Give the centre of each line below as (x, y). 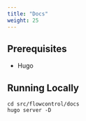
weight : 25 (23, 20)
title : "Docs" (28, 14)
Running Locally (43, 88)
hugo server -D (29, 110)
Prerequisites (37, 49)
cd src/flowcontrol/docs (43, 104)
